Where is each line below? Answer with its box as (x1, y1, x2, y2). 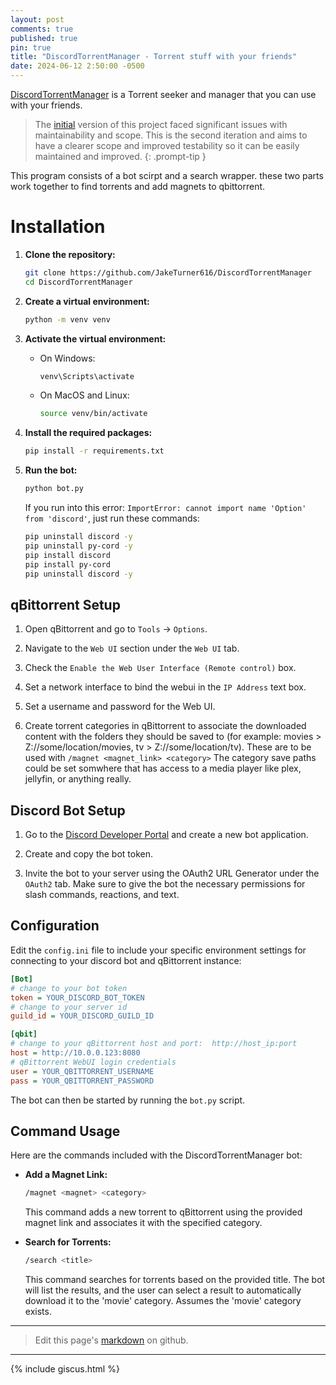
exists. (24, 1306, 52, 1318)
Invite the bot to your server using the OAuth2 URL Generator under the (24, 867, 320, 880)
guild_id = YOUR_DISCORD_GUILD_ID (10, 1011, 155, 1021)
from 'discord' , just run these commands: (24, 512, 200, 525)
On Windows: (39, 352, 96, 364)
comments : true (10, 24, 74, 34)
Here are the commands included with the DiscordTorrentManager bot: (10, 1149, 303, 1161)
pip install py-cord (24, 559, 111, 570)
